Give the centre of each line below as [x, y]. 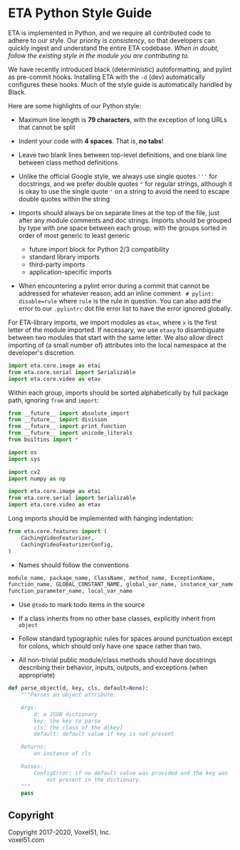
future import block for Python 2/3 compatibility [99, 249]
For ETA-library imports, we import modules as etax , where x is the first [113, 322]
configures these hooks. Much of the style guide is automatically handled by [120, 84]
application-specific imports [71, 271]
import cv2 [24, 472]
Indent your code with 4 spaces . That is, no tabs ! [91, 141]
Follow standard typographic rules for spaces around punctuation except [125, 638]
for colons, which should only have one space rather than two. [110, 646]
